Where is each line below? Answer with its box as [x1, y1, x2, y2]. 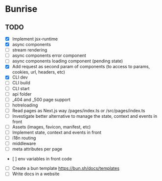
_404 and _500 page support [12, 97, 71, 103]
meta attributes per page [12, 146, 63, 152]
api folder [12, 91, 32, 97]
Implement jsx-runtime [12, 36, 58, 42]
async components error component [12, 52, 87, 58]
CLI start [12, 85, 30, 91]
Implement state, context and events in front [12, 129, 102, 135]
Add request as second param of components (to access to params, [12, 64, 150, 70]
